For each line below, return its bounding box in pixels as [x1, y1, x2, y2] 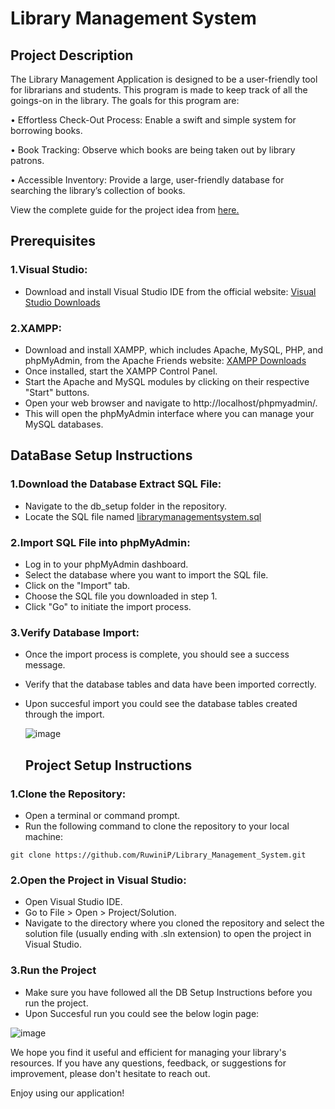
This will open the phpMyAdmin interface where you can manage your [24, 407, 315, 419]
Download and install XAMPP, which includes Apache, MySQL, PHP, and [24, 343, 324, 356]
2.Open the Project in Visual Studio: [10, 873, 187, 887]
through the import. [24, 708, 105, 721]
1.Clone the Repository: [10, 787, 127, 801]
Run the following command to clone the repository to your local [24, 820, 290, 832]
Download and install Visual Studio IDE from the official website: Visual [24, 285, 317, 297]
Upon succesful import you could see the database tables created [24, 698, 298, 710]
